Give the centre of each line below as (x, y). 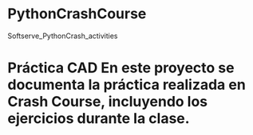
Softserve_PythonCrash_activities (63, 36)
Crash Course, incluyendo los (108, 102)
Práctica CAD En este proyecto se (121, 68)
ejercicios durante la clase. (99, 119)
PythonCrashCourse (77, 14)
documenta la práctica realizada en (127, 85)
